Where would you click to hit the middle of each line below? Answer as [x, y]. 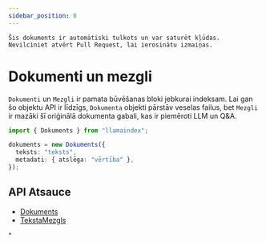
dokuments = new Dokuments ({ [57, 145]
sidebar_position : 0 [43, 16]
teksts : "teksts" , [46, 152]
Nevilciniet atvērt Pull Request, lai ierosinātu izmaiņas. [111, 45]
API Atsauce [40, 192]
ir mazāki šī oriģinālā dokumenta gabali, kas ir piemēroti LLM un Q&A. [123, 115]
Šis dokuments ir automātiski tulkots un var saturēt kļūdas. [114, 38]
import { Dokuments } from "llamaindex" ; [79, 130]
